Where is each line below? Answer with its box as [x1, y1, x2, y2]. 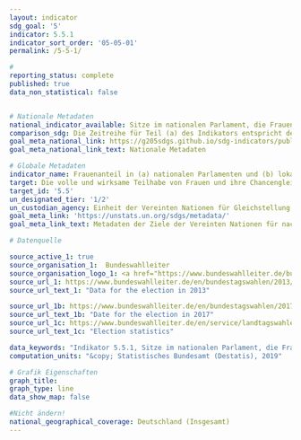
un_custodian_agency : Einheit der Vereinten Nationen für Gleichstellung [9, 203, 291, 212]
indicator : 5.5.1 [9, 30, 74, 39]
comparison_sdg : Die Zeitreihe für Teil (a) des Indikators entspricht [9, 128, 282, 137]
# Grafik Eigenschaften [9, 367, 99, 377]
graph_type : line [9, 384, 74, 393]
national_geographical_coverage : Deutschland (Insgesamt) [9, 418, 230, 427]
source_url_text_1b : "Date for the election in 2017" [9, 311, 215, 320]
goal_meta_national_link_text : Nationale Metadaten [9, 145, 206, 154]
